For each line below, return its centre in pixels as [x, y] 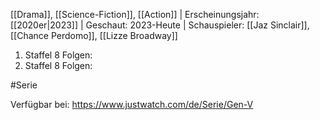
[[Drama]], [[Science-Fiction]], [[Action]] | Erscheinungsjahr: [135, 14]
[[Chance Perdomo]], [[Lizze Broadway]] [94, 35]
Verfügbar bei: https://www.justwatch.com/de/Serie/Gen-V [132, 104]
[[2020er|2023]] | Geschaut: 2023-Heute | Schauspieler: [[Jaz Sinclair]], [160, 25]
